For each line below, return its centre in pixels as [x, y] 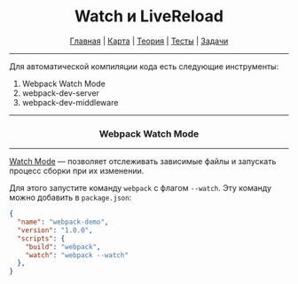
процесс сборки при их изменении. [77, 171]
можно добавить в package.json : [71, 198]
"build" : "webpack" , [63, 247]
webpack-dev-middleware [70, 102]
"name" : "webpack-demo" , [63, 222]
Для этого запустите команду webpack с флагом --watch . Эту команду [141, 188]
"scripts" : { [41, 238]
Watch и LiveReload [149, 16]
